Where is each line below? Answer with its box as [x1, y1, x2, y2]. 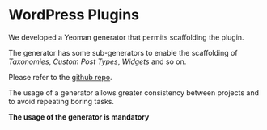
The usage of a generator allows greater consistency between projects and [8, 87, 259, 98]
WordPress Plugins [8, 6, 140, 24]
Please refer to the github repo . [8, 72, 112, 82]
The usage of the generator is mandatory [8, 111, 150, 122]
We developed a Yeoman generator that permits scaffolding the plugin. [8, 32, 244, 42]
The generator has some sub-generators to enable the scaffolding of [8, 48, 238, 57]
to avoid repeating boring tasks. [8, 96, 115, 106]
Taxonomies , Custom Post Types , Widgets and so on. [8, 57, 187, 66]
